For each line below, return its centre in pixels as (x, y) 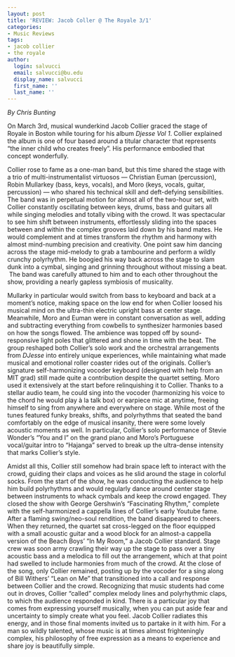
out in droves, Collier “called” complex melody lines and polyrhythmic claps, (117, 594)
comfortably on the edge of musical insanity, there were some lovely (106, 423)
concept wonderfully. (38, 156)
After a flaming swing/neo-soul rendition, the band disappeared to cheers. (115, 519)
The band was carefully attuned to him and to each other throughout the (113, 275)
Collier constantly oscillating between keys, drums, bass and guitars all (110, 207)
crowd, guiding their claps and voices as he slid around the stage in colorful (117, 474)
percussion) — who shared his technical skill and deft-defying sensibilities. (115, 192)
